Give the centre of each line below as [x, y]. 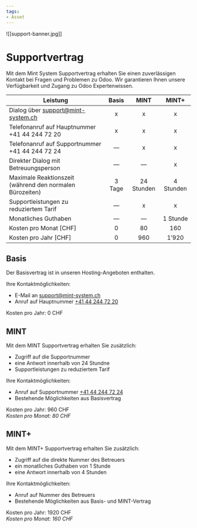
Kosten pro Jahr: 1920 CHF [39, 512]
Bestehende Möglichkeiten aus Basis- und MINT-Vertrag [83, 501]
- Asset [16, 17]
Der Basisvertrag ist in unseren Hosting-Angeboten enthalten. [81, 272]
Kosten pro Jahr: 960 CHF [38, 410]
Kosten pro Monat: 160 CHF [40, 519]
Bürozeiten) [25, 192]
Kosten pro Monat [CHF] [43, 228]
